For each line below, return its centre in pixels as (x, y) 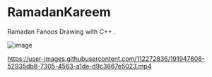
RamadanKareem (59, 12)
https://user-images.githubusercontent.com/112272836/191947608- (106, 58)
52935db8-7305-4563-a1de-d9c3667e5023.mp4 (79, 66)
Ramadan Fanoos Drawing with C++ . (61, 31)
